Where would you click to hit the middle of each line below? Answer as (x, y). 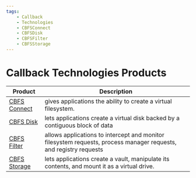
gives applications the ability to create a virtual (108, 101)
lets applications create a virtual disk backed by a (112, 118)
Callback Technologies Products (86, 73)
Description (116, 91)
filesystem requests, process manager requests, (111, 142)
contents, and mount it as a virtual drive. (99, 166)
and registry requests (74, 149)
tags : (13, 11)
